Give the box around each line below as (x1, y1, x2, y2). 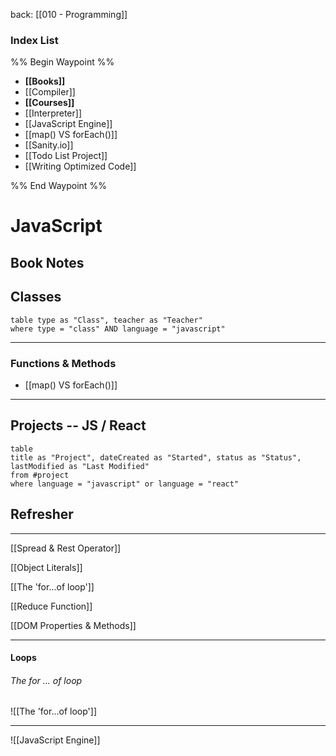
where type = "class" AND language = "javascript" (10, 324, 226, 334)
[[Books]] (24, 75, 66, 88)
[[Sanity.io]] (24, 139, 74, 151)
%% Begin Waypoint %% (10, 56, 115, 68)
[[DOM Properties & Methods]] (10, 619, 137, 631)
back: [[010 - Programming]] (10, 9, 128, 20)
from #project (10, 470, 70, 480)
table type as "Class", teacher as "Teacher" (10, 315, 203, 325)
